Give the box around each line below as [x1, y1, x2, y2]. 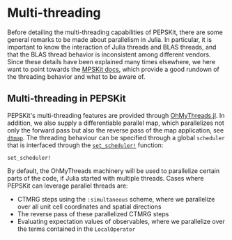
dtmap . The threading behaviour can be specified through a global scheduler [7, 133, 225, 142]
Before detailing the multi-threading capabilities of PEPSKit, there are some [7, 28, 223, 36]
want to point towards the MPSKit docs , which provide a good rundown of [7, 65, 219, 73]
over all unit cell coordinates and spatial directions [17, 202, 162, 211]
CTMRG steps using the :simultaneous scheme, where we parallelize [17, 195, 215, 203]
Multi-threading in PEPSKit [7, 93, 126, 105]
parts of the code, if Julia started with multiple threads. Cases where [7, 174, 204, 182]
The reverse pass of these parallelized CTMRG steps [17, 209, 169, 218]
